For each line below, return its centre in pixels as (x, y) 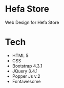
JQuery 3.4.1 (25, 71)
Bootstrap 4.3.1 (27, 66)
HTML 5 (20, 55)
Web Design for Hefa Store (32, 22)
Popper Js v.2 (26, 76)
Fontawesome (26, 81)
